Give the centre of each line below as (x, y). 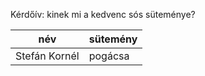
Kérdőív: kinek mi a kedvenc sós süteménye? (103, 14)
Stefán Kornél (47, 56)
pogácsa (109, 56)
